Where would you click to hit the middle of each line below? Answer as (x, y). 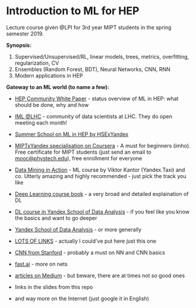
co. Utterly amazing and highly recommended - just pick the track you (100, 176)
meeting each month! (41, 122)
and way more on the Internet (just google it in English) (82, 299)
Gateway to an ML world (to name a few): (58, 87)
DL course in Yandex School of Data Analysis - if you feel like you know (102, 211)
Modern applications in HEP (49, 75)
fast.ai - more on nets (41, 264)
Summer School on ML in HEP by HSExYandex (72, 134)
